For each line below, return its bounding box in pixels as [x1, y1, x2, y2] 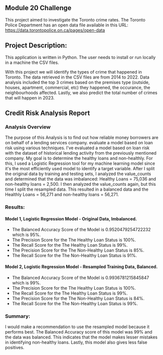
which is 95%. [12, 232, 41, 238]
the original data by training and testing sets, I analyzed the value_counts [5, 171, 151, 177]
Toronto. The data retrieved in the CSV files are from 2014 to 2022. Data [5, 74, 150, 80]
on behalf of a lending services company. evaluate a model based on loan [5, 140, 153, 146]
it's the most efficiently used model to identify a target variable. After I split [5, 166, 155, 172]
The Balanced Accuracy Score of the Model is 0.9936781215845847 [12, 275, 149, 280]
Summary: [5, 313, 31, 319]
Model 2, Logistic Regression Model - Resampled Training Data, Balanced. [5, 264, 158, 270]
